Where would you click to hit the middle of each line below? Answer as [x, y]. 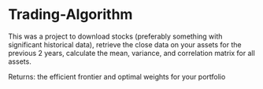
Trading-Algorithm [70, 15]
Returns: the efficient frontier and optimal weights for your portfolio [117, 76]
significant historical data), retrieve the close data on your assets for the [125, 44]
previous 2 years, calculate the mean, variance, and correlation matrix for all [132, 53]
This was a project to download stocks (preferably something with [115, 36]
